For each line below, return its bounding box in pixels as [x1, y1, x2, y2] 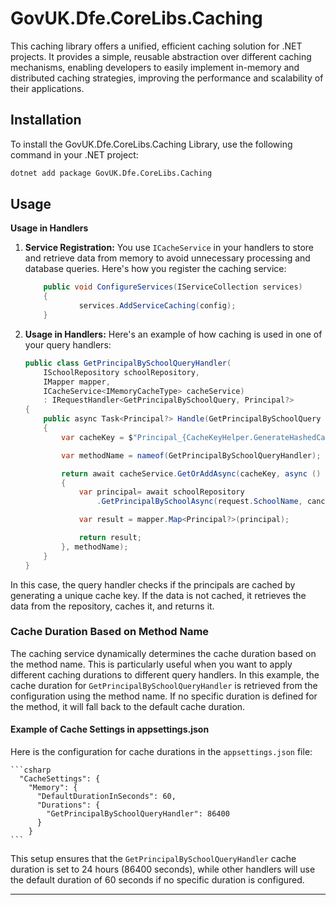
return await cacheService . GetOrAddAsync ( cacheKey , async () [61, 468, 322, 479]
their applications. [10, 82, 85, 94]
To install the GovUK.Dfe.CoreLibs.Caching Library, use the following [10, 138, 293, 150]
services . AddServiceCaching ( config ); [78, 301, 237, 311]
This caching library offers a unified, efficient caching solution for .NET [10, 40, 303, 52]
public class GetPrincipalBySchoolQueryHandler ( [24, 358, 232, 368]
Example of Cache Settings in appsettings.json [10, 723, 210, 736]
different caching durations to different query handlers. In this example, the [10, 668, 320, 681]
